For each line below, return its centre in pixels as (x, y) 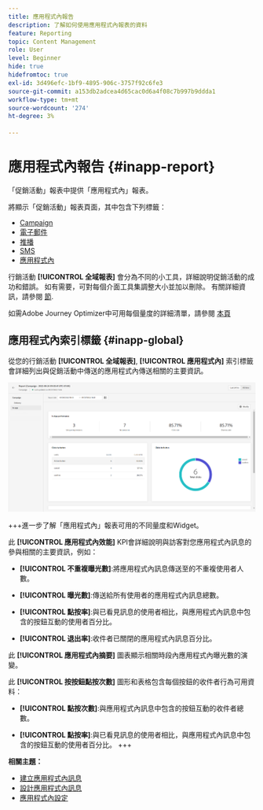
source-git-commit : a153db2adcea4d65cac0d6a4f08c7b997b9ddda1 (112, 91)
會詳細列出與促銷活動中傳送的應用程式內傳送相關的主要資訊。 (108, 371)
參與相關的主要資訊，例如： (53, 552)
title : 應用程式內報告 (41, 17)
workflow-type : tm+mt (44, 100)
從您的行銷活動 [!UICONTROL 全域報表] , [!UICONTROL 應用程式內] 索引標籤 (131, 361)
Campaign (36, 222)
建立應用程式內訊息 (51, 778)
